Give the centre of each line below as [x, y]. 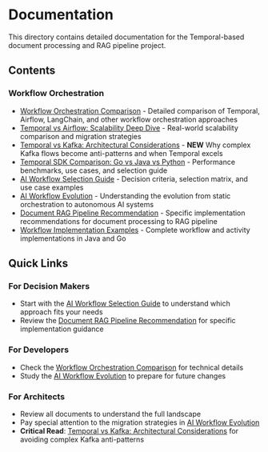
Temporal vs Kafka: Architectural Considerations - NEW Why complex [135, 145]
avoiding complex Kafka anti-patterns [82, 439]
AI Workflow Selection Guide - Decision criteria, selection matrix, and [134, 178]
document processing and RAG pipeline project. [87, 45]
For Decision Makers [49, 286]
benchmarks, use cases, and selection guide [94, 170]
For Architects [37, 396]
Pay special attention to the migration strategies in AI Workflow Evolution [140, 422]
